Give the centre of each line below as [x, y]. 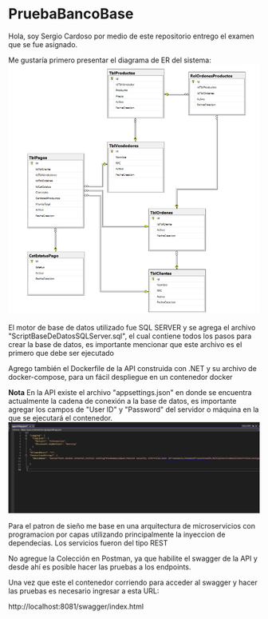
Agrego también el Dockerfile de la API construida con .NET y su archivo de [132, 369]
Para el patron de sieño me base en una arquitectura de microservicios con [132, 525]
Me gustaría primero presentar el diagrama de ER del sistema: [110, 60]
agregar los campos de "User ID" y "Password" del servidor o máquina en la [134, 409]
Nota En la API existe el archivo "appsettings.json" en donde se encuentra [130, 393]
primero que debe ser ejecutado [61, 353]
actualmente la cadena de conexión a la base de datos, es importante [122, 401]
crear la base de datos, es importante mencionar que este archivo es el [125, 345]
